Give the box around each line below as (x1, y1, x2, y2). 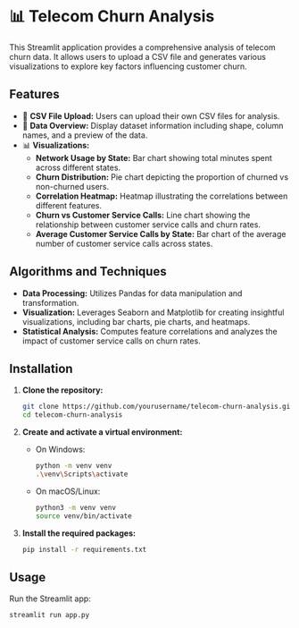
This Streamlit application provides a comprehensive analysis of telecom (9, 41, 276, 53)
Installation (9, 361, 73, 376)
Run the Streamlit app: (9, 593, 91, 604)
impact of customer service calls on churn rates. (21, 335, 201, 346)
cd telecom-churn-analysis (21, 411, 123, 420)
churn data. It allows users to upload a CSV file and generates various (9, 51, 266, 62)
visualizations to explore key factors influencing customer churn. (9, 61, 247, 72)
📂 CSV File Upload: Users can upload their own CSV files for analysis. (21, 110, 280, 121)
